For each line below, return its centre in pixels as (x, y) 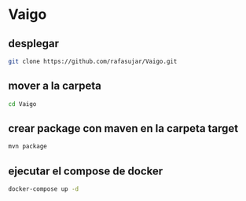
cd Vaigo (22, 104)
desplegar (33, 44)
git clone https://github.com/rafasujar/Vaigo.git (93, 61)
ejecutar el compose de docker (86, 171)
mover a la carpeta (55, 86)
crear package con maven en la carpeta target (123, 128)
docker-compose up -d (44, 189)
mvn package (28, 147)
